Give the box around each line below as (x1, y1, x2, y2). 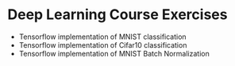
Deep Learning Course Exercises (7, 6, 228, 24)
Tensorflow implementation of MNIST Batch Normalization (18, 49, 210, 58)
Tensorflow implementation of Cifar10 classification (18, 40, 187, 49)
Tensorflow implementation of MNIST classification (18, 32, 187, 41)
